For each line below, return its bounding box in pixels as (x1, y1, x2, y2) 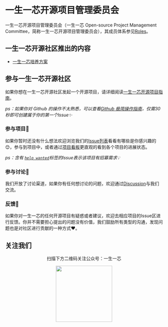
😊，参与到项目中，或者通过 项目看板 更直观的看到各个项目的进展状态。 (5, 144, 150, 150)
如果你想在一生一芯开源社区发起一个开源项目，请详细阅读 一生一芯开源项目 (5, 88, 158, 95)
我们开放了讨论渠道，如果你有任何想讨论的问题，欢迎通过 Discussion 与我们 (5, 181, 159, 187)
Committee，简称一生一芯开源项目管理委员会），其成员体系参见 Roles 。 (5, 28, 151, 34)
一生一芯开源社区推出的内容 (5, 44, 91, 53)
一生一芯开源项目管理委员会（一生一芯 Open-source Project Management (5, 22, 157, 28)
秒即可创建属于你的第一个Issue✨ (5, 112, 72, 118)
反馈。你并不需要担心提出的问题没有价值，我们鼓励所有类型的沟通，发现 (9, 219, 158, 225)
